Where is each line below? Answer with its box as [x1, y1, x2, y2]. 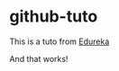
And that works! [9, 53, 69, 64]
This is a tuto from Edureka [9, 36, 110, 47]
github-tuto [9, 6, 98, 27]
